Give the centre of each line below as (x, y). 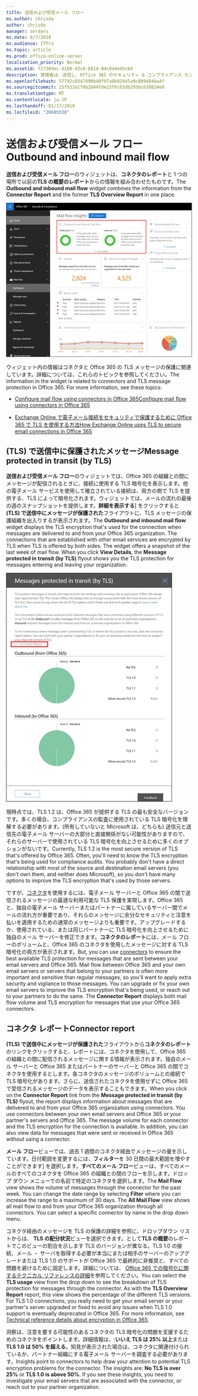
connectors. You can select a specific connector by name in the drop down (97, 1212)
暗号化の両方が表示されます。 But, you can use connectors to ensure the (94, 952)
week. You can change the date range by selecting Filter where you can (94, 1193)
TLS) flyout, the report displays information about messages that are (89, 1101)
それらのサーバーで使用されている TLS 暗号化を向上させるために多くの (92, 841)
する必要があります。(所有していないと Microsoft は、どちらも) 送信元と (99, 826)
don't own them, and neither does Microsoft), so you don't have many (91, 874)
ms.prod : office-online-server (44, 56)
